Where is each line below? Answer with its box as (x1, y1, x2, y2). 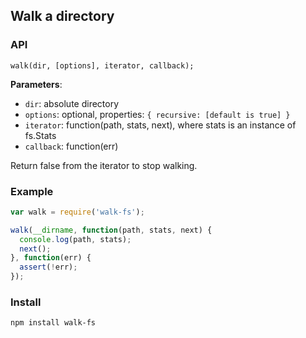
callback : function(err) (24, 140, 119, 152)
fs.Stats (24, 129, 57, 141)
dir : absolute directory (24, 97, 120, 109)
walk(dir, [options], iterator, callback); (10, 60, 195, 71)
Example (10, 184, 54, 198)
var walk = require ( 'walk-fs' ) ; (10, 207, 145, 217)
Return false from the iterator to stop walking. (10, 159, 198, 171)
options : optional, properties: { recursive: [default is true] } (24, 108, 291, 120)
